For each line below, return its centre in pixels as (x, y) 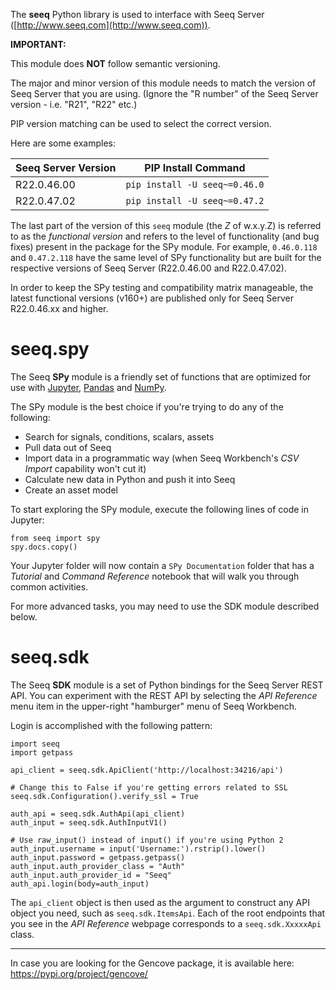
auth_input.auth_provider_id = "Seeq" (91, 875)
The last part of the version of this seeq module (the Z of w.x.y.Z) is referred (166, 225)
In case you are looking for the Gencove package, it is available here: (152, 963)
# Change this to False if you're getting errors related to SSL (149, 787)
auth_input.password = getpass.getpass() (98, 857)
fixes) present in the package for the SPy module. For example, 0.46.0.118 (164, 247)
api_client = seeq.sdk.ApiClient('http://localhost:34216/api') (147, 770)
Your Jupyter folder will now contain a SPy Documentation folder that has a (162, 565)
